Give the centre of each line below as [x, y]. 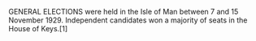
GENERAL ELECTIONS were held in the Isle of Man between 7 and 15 [124, 12]
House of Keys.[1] [38, 29]
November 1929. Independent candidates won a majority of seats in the [128, 20]
